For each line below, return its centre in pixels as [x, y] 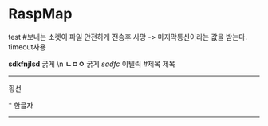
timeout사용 [27, 47]
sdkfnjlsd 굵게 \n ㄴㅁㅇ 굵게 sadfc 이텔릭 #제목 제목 [92, 64]
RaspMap [40, 14]
